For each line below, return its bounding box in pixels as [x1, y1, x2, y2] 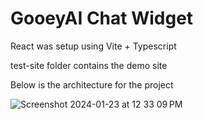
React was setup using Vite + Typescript [10, 40, 177, 52]
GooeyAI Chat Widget [10, 7, 194, 30]
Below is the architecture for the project [10, 78, 174, 91]
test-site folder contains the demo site [10, 59, 168, 71]
